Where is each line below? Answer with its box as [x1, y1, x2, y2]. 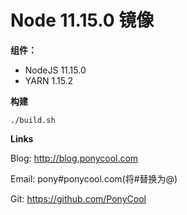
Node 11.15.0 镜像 [10, 9, 155, 32]
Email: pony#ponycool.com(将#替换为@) [10, 172, 178, 185]
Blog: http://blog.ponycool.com [10, 152, 139, 164]
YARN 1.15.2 [24, 74, 74, 86]
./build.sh [10, 115, 56, 125]
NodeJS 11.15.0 [24, 64, 87, 76]
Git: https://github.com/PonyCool [10, 192, 147, 205]
